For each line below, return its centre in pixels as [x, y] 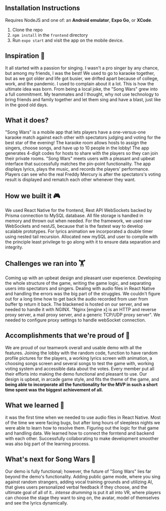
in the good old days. [27, 105]
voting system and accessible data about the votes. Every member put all [80, 369]
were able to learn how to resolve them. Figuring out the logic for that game [82, 428]
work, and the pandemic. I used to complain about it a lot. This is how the [80, 83]
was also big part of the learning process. [47, 444]
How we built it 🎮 [33, 196]
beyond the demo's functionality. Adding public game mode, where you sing [83, 476]
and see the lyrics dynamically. [37, 503]
